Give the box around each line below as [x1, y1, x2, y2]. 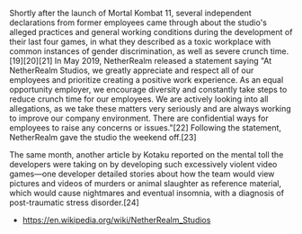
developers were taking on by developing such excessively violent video [9, 159, 278, 169]
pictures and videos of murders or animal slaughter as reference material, [9, 178, 282, 188]
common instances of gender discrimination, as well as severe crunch [9, 46, 269, 57]
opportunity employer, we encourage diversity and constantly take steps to [9, 85, 288, 94]
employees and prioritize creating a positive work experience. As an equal [9, 75, 284, 85]
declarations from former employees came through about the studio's [9, 17, 268, 28]
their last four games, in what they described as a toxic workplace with [9, 36, 271, 47]
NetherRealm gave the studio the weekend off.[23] [9, 132, 197, 142]
